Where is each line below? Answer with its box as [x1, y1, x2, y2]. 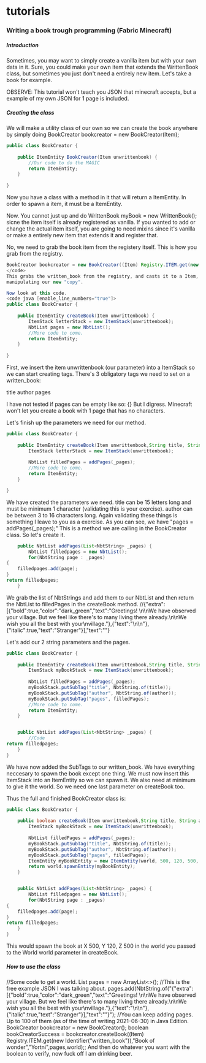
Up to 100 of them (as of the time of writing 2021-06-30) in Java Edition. [6, 1018, 189, 1025]
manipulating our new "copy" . [6, 279, 84, 285]
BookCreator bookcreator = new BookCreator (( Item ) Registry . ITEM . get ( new [6, 262, 199, 268]
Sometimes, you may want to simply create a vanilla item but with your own [6, 57, 197, 64]
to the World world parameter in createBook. [6, 949, 119, 956]
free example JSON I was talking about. [6, 985, 107, 993]
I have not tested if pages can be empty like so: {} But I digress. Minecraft [6, 400, 193, 408]
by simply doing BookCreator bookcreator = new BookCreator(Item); [6, 131, 180, 139]
